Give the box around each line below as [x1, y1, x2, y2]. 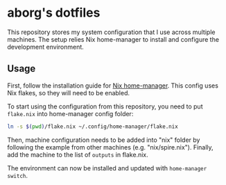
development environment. [7, 42, 85, 51]
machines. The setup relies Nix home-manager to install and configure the [7, 35, 220, 43]
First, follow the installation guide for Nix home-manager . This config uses [7, 81, 218, 90]
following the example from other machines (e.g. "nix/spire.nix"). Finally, [7, 143, 214, 151]
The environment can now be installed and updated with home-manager [7, 163, 207, 172]
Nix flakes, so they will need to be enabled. [7, 88, 130, 97]
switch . [7, 171, 28, 179]
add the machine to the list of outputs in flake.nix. [7, 150, 148, 159]
